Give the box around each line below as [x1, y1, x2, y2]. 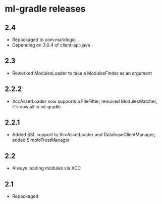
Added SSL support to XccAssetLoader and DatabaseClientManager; [12, 132, 156, 138]
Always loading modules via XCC [12, 165, 81, 171]
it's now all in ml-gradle [12, 103, 61, 109]
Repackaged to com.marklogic [12, 36, 76, 43]
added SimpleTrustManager [12, 137, 70, 143]
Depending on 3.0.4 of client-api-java [12, 42, 90, 48]
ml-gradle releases [5, 3, 86, 15]
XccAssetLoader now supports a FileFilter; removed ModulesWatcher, [12, 98, 157, 104]
